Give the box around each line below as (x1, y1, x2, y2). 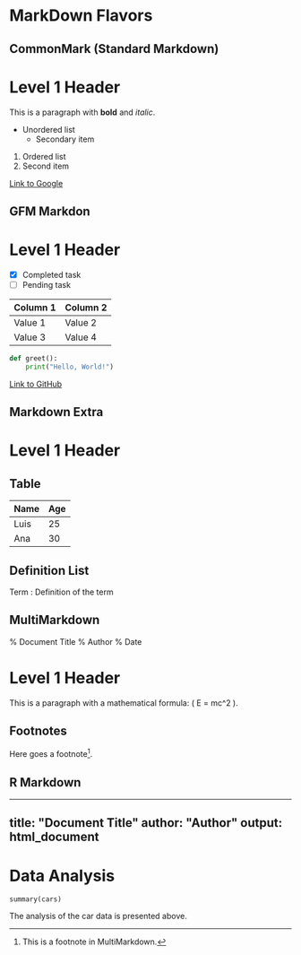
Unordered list (21, 124, 76, 135)
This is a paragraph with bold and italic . (9, 107, 156, 117)
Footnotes (9, 724, 67, 739)
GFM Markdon (9, 204, 91, 219)
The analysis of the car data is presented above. (9, 911, 188, 922)
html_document (9, 829, 99, 845)
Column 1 (13, 301, 56, 314)
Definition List (9, 562, 90, 578)
